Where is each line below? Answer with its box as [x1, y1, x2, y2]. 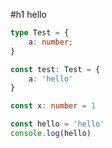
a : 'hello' [28, 74, 74, 84]
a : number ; [28, 37, 74, 47]
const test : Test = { [10, 64, 101, 74]
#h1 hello [10, 9, 47, 20]
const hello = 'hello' [10, 119, 105, 129]
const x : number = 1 [10, 101, 97, 111]
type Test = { [10, 28, 70, 38]
